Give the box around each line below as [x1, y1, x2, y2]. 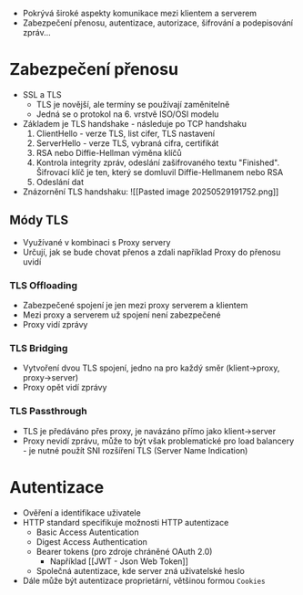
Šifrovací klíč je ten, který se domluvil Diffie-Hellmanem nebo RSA [35, 166, 284, 177]
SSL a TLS [22, 89, 62, 99]
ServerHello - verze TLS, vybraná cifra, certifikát [35, 137, 219, 149]
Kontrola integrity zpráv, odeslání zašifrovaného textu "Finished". [35, 157, 280, 168]
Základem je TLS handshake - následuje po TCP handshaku [22, 118, 247, 129]
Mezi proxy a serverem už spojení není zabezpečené [22, 309, 221, 320]
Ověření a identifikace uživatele [22, 506, 141, 518]
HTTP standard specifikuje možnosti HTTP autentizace [22, 517, 229, 527]
